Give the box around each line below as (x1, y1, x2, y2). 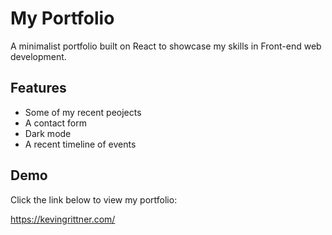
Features (10, 80, 67, 97)
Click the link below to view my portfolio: (10, 193, 178, 206)
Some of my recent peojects (24, 106, 142, 118)
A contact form (24, 117, 88, 129)
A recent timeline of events (24, 138, 137, 150)
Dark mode (24, 127, 72, 139)
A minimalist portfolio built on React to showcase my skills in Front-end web (10, 40, 322, 52)
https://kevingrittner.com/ (10, 213, 116, 225)
